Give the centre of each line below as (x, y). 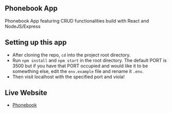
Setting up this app (36, 42)
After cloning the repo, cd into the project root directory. (71, 55)
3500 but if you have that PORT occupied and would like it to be (80, 66)
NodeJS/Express (23, 26)
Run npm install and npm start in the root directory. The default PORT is (89, 60)
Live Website (26, 93)
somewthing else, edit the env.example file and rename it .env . (78, 71)
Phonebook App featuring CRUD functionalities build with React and (77, 21)
